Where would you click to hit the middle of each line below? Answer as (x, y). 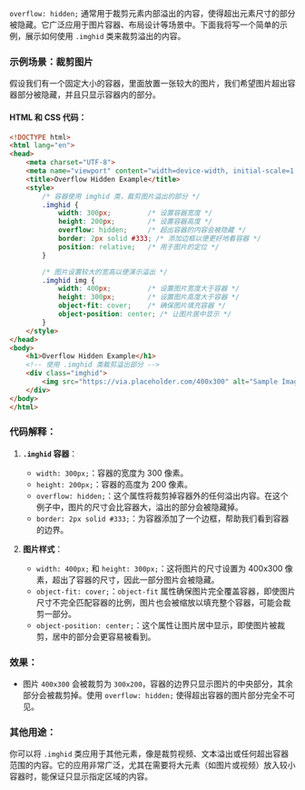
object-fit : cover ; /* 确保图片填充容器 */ (142, 306)
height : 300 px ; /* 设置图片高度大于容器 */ (149, 297)
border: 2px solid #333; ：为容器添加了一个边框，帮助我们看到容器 (162, 518)
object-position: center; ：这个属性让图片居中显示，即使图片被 (157, 625)
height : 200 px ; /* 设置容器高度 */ (135, 222)
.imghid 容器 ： (50, 454)
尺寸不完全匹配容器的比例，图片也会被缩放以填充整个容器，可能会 (159, 602)
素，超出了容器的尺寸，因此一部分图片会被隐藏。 (128, 579)
